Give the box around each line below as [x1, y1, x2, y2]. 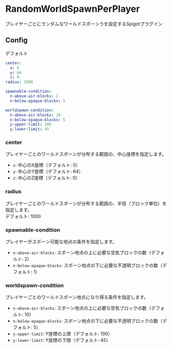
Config [5, 36, 28, 45]
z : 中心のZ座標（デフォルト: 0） [12, 175, 81, 181]
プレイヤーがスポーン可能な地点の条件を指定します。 [5, 239, 117, 245]
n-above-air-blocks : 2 [10, 93, 59, 99]
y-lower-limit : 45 [10, 127, 50, 132]
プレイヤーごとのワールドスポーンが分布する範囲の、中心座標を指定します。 [5, 151, 167, 157]
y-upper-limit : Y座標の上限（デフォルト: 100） [12, 331, 113, 337]
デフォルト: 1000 [5, 213, 41, 219]
